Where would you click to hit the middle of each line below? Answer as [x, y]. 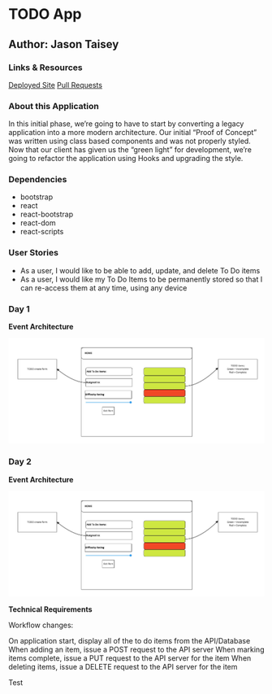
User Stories [34, 253]
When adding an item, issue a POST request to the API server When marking [136, 650]
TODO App [45, 14]
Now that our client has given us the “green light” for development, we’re [130, 150]
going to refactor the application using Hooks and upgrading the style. [126, 159]
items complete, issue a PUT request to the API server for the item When [130, 658]
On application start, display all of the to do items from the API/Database [130, 641]
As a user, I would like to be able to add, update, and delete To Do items [140, 270]
